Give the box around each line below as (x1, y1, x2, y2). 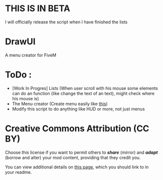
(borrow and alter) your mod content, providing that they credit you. (5, 154, 141, 161)
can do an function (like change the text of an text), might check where (12, 90, 155, 96)
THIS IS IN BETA (5, 3, 71, 14)
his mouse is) (12, 95, 39, 101)
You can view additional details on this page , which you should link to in (5, 164, 149, 170)
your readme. (5, 169, 32, 175)
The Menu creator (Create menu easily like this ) (12, 101, 108, 107)
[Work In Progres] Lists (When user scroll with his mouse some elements (12, 85, 158, 91)
